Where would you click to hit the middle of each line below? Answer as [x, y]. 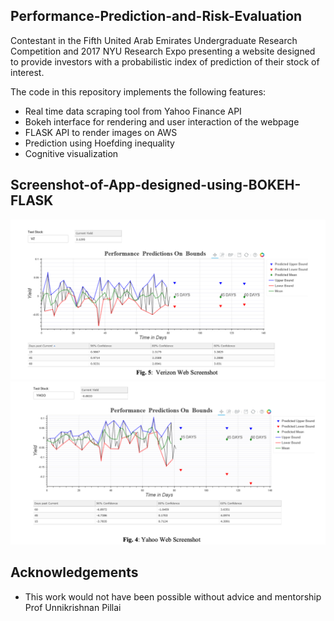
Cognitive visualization [71, 153]
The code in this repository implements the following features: [138, 91]
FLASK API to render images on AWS [101, 132]
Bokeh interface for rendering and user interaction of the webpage [162, 121]
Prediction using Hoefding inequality [99, 143]
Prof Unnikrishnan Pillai [73, 607]
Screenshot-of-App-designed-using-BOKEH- [156, 185]
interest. [27, 72]
